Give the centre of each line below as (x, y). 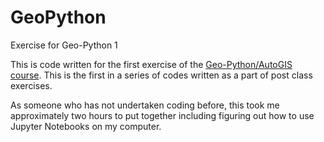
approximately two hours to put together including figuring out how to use (162, 115)
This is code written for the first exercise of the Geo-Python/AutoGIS (151, 64)
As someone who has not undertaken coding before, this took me (145, 105)
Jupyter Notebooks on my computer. (86, 126)
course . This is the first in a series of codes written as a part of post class (161, 75)
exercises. (31, 85)
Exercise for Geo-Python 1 (64, 45)
